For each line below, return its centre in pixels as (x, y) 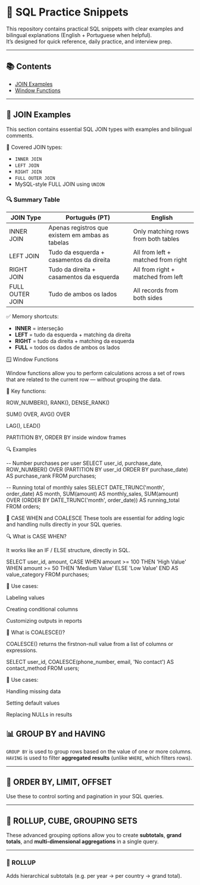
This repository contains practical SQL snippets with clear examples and (95, 29)
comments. (20, 135)
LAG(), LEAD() (24, 425)
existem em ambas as (79, 235)
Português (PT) (87, 218)
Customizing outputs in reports (44, 620)
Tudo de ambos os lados (83, 294)
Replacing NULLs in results (39, 714)
